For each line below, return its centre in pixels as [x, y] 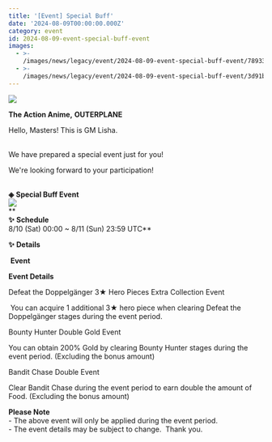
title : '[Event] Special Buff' [61, 16]
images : [21, 46]
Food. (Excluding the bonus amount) [69, 396]
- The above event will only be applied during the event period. [113, 420]
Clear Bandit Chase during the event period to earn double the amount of [130, 387]
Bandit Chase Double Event [54, 372]
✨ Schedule [29, 219]
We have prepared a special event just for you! [86, 154]
